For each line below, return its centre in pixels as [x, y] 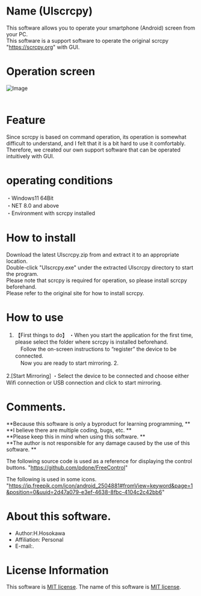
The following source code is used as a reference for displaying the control [99, 461]
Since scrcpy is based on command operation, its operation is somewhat [96, 136]
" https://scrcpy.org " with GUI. [43, 47]
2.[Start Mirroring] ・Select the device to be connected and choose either [98, 376]
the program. [22, 274]
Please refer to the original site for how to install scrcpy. [75, 293]
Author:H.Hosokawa [40, 533]
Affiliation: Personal [39, 539]
